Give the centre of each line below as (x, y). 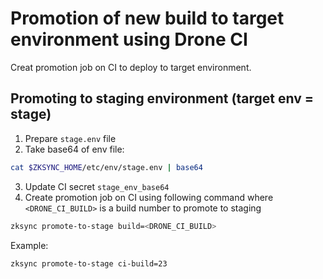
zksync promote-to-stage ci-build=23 (89, 263)
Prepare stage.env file (70, 138)
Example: (29, 245)
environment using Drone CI (129, 39)
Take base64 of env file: (74, 149)
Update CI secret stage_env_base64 (97, 186)
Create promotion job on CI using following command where (149, 197)
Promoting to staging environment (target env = (162, 98)
